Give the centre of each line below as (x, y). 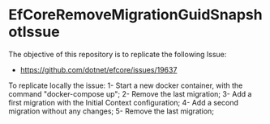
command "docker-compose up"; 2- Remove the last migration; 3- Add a (130, 93)
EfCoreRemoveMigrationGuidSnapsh (135, 15)
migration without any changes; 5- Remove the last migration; (111, 111)
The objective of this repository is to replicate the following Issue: (118, 54)
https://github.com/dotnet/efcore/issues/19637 (99, 69)
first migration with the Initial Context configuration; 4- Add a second (124, 102)
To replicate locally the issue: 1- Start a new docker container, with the (126, 85)
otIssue (34, 32)
